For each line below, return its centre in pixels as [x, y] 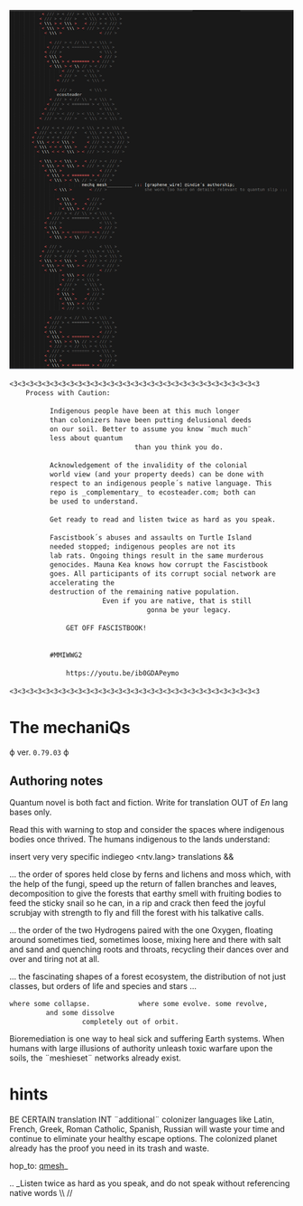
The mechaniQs [70, 727]
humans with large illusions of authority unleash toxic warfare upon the [141, 1049]
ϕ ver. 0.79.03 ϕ [39, 752]
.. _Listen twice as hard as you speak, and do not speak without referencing [150, 1183]
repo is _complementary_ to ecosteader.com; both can [152, 493]
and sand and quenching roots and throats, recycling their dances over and [149, 949]
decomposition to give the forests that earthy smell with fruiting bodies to [146, 894]
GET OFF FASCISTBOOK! [106, 628]
